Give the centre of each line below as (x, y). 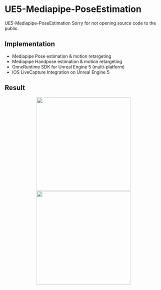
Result (15, 88)
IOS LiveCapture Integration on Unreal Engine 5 (60, 72)
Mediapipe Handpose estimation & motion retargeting (67, 61)
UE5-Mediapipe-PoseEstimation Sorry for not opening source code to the (80, 23)
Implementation (30, 44)
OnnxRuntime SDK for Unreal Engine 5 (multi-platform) (68, 66)
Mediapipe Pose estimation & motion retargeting (61, 56)
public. (12, 28)
